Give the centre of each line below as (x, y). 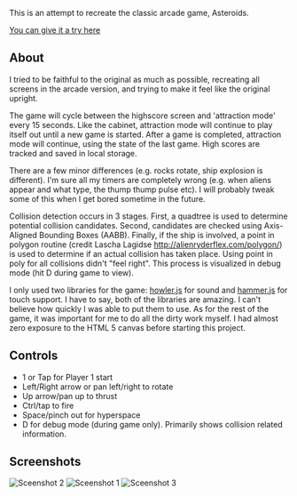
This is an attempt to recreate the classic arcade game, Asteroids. (129, 13)
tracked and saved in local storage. (73, 153)
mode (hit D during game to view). (72, 272)
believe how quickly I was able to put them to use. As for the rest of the (139, 308)
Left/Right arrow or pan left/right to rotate (98, 387)
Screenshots (45, 462)
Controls (34, 356)
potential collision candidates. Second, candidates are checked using (136, 225)
